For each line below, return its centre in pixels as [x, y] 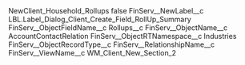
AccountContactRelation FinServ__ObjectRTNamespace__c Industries [122, 36]
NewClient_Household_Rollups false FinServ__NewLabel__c [106, 11]
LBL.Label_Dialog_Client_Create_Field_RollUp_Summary [100, 19]
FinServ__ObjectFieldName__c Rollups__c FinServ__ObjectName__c [118, 28]
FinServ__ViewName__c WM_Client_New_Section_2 [92, 53]
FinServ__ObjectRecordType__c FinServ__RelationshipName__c [112, 44]
